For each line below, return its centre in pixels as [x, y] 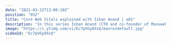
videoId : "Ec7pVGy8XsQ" [31, 33]
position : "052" [22, 15]
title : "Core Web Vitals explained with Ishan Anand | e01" [70, 19]
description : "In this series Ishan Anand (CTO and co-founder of [77, 24]
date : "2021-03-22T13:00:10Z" [37, 10]
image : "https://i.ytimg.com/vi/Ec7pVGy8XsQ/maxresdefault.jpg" [75, 29]
